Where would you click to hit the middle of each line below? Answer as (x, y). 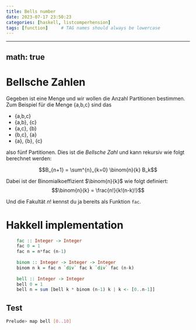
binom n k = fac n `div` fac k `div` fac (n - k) (75, 268)
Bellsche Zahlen (46, 82)
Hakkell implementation (65, 225)
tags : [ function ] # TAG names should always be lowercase (83, 28)
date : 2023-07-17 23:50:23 (39, 17)
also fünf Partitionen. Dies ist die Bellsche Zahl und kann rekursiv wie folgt (95, 152)
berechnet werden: (29, 158)
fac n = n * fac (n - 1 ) (41, 252)
